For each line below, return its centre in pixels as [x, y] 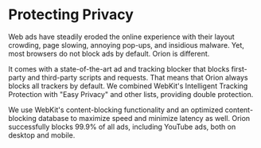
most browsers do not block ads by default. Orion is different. [109, 53]
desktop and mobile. [42, 135]
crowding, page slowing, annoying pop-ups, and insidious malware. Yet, [127, 45]
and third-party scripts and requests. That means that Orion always [138, 77]
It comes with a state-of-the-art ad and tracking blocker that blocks [119, 68]
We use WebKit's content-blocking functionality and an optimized [116, 110]
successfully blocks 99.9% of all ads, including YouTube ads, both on [122, 127]
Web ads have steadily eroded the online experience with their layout [121, 37]
